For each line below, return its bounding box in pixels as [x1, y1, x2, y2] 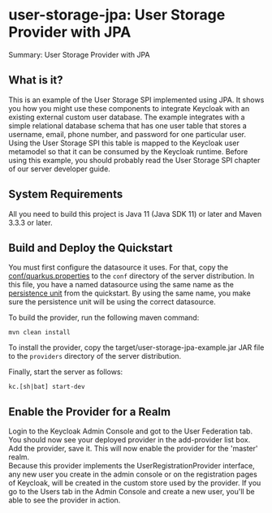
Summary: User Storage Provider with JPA [8, 50, 150, 59]
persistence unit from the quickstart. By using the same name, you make [8, 288, 252, 298]
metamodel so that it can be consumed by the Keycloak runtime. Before [8, 146, 248, 156]
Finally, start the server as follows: [8, 367, 123, 377]
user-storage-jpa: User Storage [8, 6, 226, 24]
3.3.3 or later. [8, 218, 53, 227]
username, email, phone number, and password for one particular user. [8, 129, 246, 139]
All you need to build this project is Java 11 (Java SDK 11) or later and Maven [8, 209, 262, 218]
